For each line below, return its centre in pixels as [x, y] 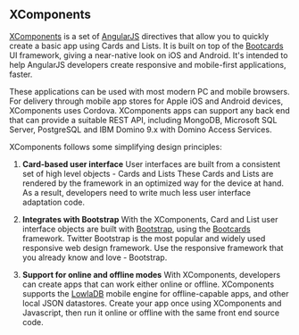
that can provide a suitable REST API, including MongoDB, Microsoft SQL [143, 120]
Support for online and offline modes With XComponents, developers [151, 274]
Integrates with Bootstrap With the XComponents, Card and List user [150, 219]
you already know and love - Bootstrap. [95, 257]
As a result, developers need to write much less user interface [137, 192]
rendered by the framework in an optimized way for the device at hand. [153, 183]
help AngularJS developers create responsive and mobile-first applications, [148, 64]
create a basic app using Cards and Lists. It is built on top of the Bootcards [146, 46]
